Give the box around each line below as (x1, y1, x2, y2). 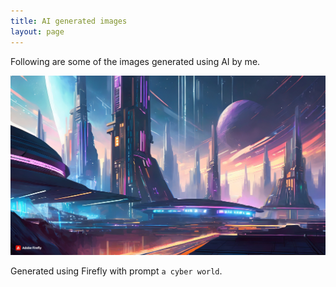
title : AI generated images (10, 16, 128, 26)
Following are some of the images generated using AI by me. (10, 55, 261, 67)
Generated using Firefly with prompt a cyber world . (10, 265, 223, 277)
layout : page (10, 26, 65, 37)
